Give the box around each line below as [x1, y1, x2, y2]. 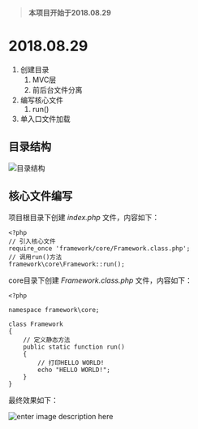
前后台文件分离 [32, 84, 83, 94]
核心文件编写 [8, 189, 73, 203]
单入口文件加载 [19, 114, 71, 123]
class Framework [8, 320, 63, 328]
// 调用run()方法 [8, 253, 62, 261]
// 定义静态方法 [23, 336, 71, 344]
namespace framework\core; [8, 305, 100, 314]
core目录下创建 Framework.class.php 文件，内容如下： [8, 275, 193, 285]
